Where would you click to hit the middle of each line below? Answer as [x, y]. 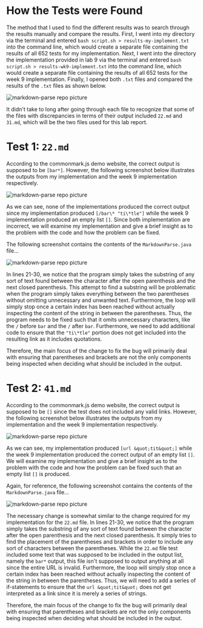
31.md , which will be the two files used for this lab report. [77, 122]
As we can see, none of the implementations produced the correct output [98, 206]
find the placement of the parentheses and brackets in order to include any [100, 542]
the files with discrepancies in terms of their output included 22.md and [95, 116]
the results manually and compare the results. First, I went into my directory [101, 33]
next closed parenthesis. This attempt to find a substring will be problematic [101, 287]
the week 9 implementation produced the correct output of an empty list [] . [101, 455]
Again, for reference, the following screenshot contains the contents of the [99, 486]
